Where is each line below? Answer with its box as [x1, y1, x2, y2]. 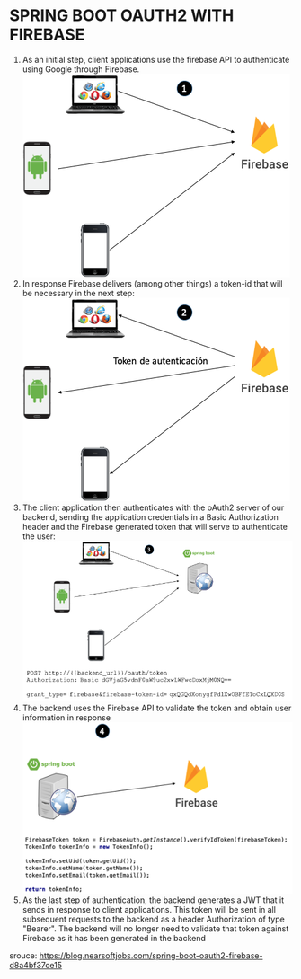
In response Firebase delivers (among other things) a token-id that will [22, 278, 283, 288]
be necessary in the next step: [22, 287, 135, 298]
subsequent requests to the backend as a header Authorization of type [22, 913, 285, 925]
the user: [22, 531, 56, 542]
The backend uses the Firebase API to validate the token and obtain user [22, 702, 292, 713]
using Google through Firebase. [22, 64, 140, 75]
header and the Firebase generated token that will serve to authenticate [22, 521, 288, 532]
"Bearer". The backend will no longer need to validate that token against [22, 923, 289, 934]
